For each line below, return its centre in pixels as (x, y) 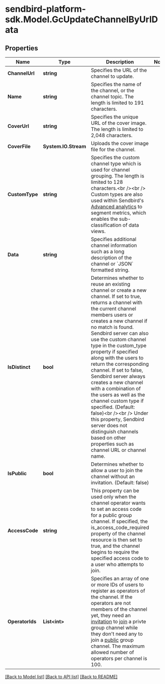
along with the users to (117, 358)
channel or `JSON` (112, 264)
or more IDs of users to (117, 585)
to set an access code (116, 509)
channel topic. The (112, 97)
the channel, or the (112, 90)
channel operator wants (118, 503)
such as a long (108, 252)
